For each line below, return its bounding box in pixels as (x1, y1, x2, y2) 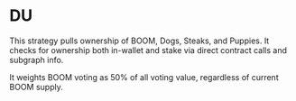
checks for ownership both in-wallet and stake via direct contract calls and (9, 44, 287, 55)
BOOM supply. (9, 81, 63, 92)
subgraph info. (9, 54, 64, 65)
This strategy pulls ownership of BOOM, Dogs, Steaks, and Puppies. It (9, 35, 270, 46)
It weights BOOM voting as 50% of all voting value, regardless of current (9, 71, 279, 82)
